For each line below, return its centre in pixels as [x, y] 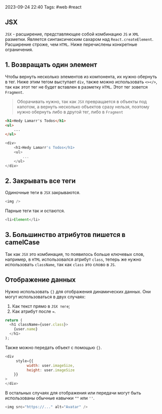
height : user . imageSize [51, 370]
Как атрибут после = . [34, 311]
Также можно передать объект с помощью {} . [53, 347]
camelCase [23, 243]
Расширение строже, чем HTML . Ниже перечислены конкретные [71, 44]
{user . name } [26, 329]
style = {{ [25, 361]
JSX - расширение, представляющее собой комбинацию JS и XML [72, 34]
